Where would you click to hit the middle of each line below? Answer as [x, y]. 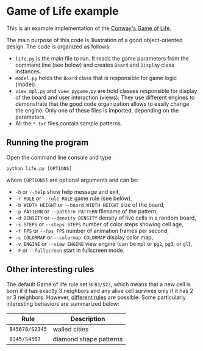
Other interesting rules [50, 269]
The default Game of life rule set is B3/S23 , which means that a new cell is [98, 284]
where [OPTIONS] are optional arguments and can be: [73, 180]
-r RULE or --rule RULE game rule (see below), [73, 198]
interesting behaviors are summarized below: [63, 303]
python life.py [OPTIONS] [39, 168]
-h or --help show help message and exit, [67, 191]
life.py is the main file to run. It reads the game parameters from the [102, 58]
